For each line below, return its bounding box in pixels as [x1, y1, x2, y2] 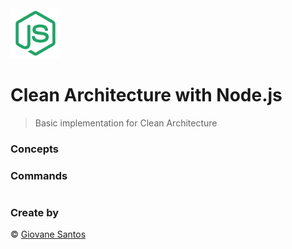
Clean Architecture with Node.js [10, 84, 283, 107]
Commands [10, 168, 68, 182]
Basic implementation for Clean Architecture [34, 117, 218, 129]
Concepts [10, 142, 60, 156]
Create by [10, 206, 60, 220]
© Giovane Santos [10, 228, 87, 241]
